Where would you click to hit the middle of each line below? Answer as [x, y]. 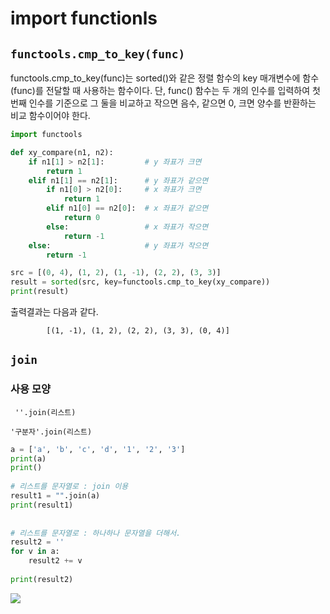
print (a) [28, 458]
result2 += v [55, 561]
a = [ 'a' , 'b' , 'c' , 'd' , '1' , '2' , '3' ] [98, 449]
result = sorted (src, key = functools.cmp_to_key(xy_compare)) [140, 282]
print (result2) [42, 579]
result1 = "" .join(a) [55, 496]
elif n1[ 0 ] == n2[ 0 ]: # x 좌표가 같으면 [127, 208]
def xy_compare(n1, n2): [62, 152]
